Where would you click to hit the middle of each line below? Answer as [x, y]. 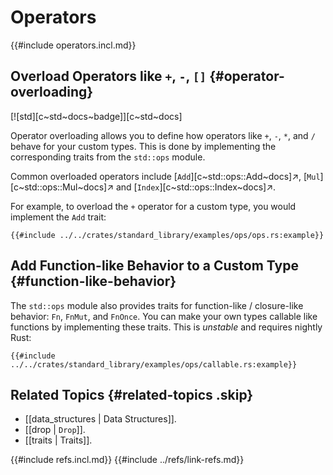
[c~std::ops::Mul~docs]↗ [62, 187]
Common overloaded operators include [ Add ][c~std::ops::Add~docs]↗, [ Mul [165, 176]
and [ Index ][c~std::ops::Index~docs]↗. [196, 187]
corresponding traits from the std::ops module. [108, 157]
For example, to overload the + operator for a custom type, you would [153, 206]
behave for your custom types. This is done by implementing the [143, 146]
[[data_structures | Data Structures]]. [100, 419]
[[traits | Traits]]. [58, 440]
